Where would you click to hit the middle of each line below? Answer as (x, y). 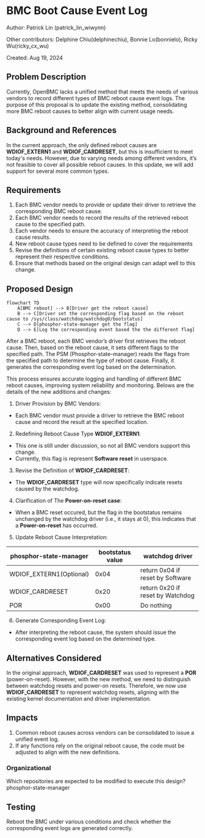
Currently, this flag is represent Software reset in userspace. (92, 459)
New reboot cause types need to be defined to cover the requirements (104, 244)
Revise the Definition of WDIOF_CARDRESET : (72, 470)
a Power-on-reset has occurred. (56, 525)
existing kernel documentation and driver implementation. (79, 699)
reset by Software (166, 578)
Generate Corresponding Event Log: (61, 621)
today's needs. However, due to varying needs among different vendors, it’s (102, 158)
